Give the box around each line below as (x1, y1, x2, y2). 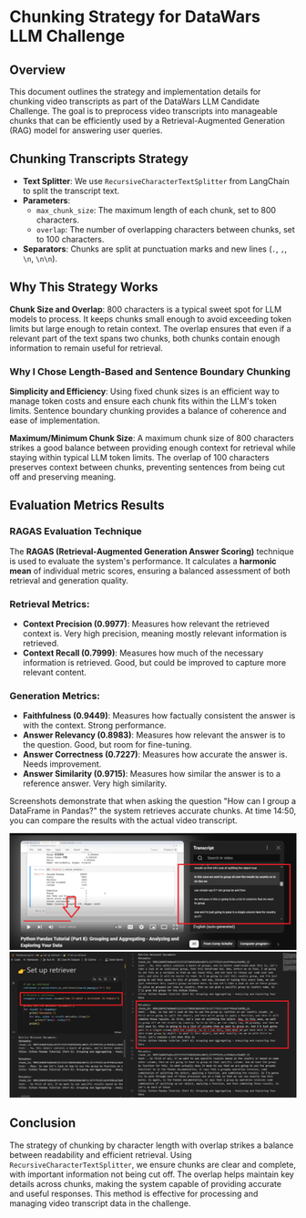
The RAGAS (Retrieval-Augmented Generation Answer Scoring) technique (9, 545, 294, 557)
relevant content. (22, 666, 87, 677)
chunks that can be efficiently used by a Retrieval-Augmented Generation (9, 116, 285, 126)
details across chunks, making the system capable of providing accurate (9, 1178, 282, 1189)
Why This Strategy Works (9, 280, 158, 295)
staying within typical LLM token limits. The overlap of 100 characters (9, 451, 270, 462)
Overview (9, 62, 66, 77)
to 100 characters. (36, 233, 105, 244)
